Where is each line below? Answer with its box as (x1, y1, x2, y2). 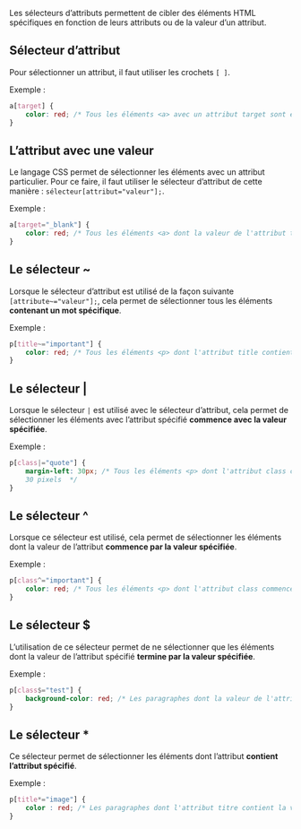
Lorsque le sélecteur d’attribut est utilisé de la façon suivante (9, 286, 235, 297)
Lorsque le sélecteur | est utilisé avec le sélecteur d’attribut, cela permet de (9, 405, 289, 416)
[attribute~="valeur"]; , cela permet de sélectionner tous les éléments (9, 295, 273, 306)
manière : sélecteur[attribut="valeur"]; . (9, 186, 165, 196)
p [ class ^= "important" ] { (9, 576, 102, 585)
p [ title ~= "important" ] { (9, 340, 102, 349)
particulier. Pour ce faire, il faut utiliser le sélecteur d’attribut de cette (9, 177, 262, 187)
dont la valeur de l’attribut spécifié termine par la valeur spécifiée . (9, 651, 255, 661)
